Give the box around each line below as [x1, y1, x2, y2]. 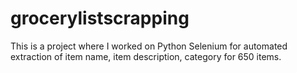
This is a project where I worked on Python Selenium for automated [10, 40, 288, 52]
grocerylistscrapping [10, 7, 190, 30]
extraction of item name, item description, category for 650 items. [10, 50, 282, 62]
